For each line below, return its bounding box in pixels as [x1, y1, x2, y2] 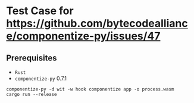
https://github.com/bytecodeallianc [6, 17, 189, 30]
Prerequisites [6, 53, 57, 63]
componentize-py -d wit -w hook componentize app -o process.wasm [6, 86, 174, 92]
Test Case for [6, 4, 74, 18]
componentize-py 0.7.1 [14, 75, 67, 82]
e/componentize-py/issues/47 [6, 30, 161, 43]
